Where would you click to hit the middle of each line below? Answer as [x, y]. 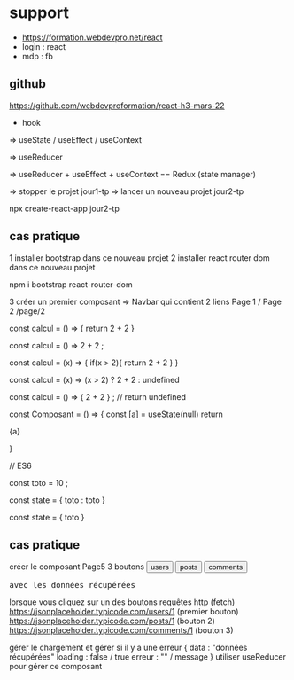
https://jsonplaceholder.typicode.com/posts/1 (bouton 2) [112, 621]
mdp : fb [37, 56]
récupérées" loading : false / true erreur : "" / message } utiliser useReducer [147, 657]
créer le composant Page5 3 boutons [77, 567]
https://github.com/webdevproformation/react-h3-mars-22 [117, 106]
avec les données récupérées [72, 585]
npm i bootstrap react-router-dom [71, 284]
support [39, 13]
